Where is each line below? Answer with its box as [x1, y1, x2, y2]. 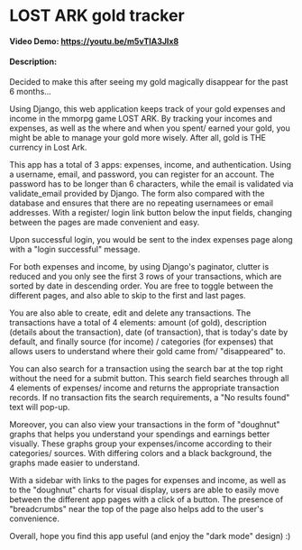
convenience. [9, 513, 60, 524]
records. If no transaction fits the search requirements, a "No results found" [9, 391, 290, 402]
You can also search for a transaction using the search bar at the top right [9, 362, 284, 374]
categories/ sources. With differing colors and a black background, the [9, 447, 272, 458]
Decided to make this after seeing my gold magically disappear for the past [9, 76, 288, 87]
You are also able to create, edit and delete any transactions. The [9, 307, 252, 318]
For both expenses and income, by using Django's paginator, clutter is [9, 261, 270, 271]
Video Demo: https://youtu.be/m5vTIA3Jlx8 [9, 35, 179, 46]
